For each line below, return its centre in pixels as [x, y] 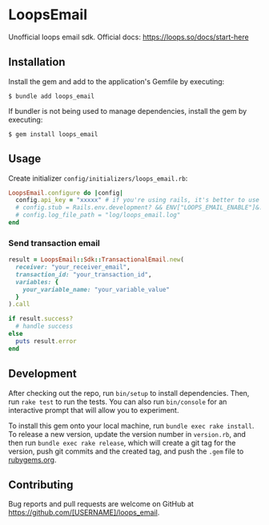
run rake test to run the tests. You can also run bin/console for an [118, 402]
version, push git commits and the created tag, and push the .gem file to [126, 451]
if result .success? [41, 319]
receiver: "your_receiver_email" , [73, 267]
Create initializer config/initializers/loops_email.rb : [98, 178]
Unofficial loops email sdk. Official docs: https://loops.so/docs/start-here [129, 37]
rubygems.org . [32, 459]
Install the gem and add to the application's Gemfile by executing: [116, 81]
